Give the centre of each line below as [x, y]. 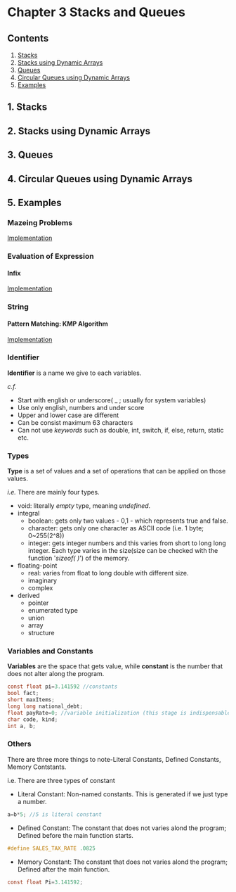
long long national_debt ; [45, 707]
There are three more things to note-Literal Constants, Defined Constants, [114, 759]
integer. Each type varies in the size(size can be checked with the [123, 551]
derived [28, 596]
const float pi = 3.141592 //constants [63, 687]
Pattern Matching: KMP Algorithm [58, 324]
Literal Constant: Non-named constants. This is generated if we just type [123, 794]
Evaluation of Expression [51, 256]
